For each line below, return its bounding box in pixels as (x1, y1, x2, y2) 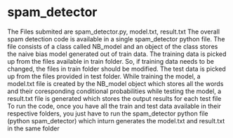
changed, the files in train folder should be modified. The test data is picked (7, 64, 226, 73)
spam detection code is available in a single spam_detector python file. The (7, 34, 225, 43)
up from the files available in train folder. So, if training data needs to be (7, 57, 214, 65)
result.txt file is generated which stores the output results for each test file (7, 94, 222, 102)
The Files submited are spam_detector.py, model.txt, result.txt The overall (7, 27, 220, 36)
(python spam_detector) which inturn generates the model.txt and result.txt (7, 116, 225, 125)
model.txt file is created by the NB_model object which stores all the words (7, 79, 224, 88)
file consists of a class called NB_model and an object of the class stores (7, 42, 218, 50)
